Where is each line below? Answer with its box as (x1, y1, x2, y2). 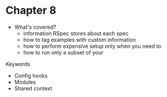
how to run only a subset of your (23, 48, 104, 56)
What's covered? (14, 23, 56, 31)
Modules (14, 78, 37, 86)
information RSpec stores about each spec (23, 29, 129, 37)
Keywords (5, 60, 31, 68)
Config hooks (14, 72, 48, 79)
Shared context (14, 84, 53, 92)
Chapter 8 (5, 4, 56, 17)
